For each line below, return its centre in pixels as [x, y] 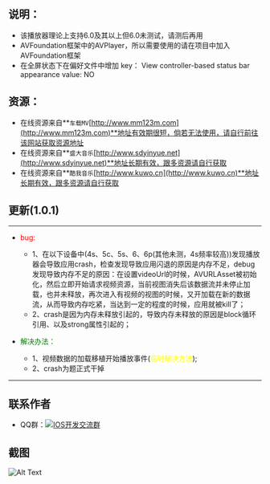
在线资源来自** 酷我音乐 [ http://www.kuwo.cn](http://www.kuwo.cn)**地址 [139, 173]
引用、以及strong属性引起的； [81, 324]
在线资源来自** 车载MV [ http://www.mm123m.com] [99, 122]
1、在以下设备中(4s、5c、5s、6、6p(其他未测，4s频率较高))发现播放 [146, 254]
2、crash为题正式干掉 [68, 368]
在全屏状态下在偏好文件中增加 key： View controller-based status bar [135, 65]
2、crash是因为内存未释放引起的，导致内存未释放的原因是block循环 [144, 315]
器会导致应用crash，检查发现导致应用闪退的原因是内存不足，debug [143, 264]
